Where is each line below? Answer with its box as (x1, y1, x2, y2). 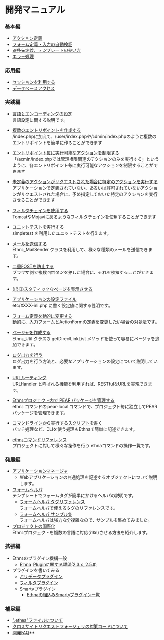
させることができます (12, 197, 55, 203)
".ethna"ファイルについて (12, 617, 63, 623)
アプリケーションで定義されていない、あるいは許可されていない (12, 185, 141, 191)
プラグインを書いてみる (12, 567, 60, 573)
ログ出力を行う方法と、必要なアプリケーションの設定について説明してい (12, 358, 158, 364)
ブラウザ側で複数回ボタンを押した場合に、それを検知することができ (12, 270, 150, 275)
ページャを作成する (12, 329, 51, 336)
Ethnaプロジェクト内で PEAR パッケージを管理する (12, 397, 115, 403)
